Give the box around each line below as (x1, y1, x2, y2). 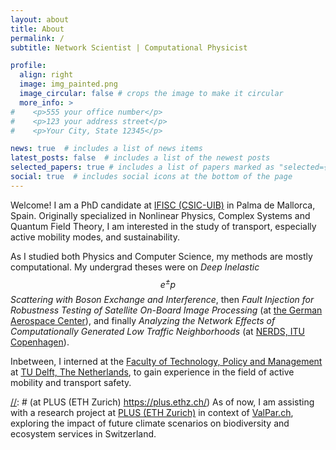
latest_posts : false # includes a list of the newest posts (10, 153, 271, 163)
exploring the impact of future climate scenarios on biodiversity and (10, 417, 290, 430)
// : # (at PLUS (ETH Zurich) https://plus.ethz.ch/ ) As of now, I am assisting (10, 396, 315, 408)
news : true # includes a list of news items (10, 144, 203, 154)
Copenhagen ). (10, 336, 70, 348)
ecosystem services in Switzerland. (10, 428, 157, 440)
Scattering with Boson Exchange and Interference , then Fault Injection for (10, 294, 315, 306)
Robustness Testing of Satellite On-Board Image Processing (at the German (10, 304, 323, 316)
